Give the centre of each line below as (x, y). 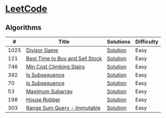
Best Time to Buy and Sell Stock (64, 58)
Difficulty (147, 42)
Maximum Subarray (49, 91)
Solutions (119, 42)
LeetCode (26, 9)
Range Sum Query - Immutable (63, 108)
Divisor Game (42, 50)
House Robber (43, 100)
